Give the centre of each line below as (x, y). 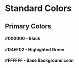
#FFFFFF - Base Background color (40, 60)
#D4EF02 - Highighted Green (35, 49)
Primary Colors (28, 26)
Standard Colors (39, 8)
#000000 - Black (23, 39)
